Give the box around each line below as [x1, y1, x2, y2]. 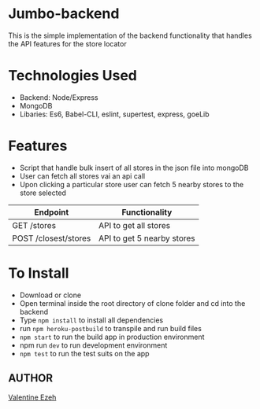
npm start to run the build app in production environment [19, 332, 205, 341]
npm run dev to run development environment [19, 340, 168, 350]
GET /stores [12, 219, 57, 230]
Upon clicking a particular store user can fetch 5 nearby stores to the [19, 179, 244, 189]
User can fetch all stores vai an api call [19, 171, 146, 181]
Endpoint [34, 206, 69, 217]
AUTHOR [8, 371, 54, 385]
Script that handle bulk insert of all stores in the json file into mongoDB [19, 163, 249, 172]
